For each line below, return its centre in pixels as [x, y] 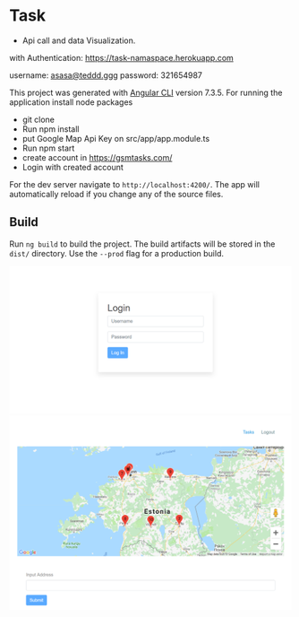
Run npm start [48, 148]
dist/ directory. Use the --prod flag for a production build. [116, 253]
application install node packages [71, 102]
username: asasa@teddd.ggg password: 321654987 [106, 75]
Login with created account [73, 167]
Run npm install [51, 129]
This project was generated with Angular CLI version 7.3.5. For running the [146, 92]
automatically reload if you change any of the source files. [116, 194]
